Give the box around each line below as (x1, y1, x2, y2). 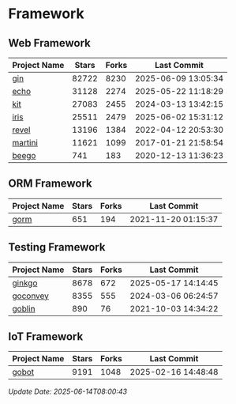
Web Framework (8, 36, 91, 50)
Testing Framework (8, 240, 106, 254)
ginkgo (12, 278, 38, 289)
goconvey (12, 290, 50, 301)
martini (12, 138, 38, 148)
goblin (12, 303, 36, 314)
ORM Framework (8, 177, 92, 191)
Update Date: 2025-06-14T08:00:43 (8, 387, 128, 396)
